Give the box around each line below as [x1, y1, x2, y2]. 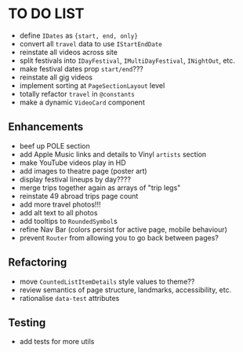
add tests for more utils [19, 337, 95, 346]
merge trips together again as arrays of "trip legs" [19, 182, 181, 192]
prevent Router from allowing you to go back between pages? [19, 233, 219, 242]
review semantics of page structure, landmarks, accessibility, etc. [19, 284, 232, 295]
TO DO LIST [8, 5, 85, 23]
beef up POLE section [19, 141, 90, 150]
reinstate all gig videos [19, 72, 92, 82]
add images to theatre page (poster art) [19, 166, 147, 175]
